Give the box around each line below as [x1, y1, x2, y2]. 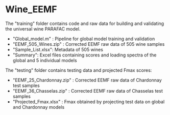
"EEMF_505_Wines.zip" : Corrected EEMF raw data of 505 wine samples [12, 41, 165, 47]
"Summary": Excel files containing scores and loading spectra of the [12, 52, 157, 58]
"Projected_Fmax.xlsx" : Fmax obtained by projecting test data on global [12, 98, 165, 105]
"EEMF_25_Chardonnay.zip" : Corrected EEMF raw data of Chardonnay [12, 77, 162, 83]
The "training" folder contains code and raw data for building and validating [5, 20, 164, 26]
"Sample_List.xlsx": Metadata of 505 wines [12, 46, 104, 52]
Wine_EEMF [5, 4, 57, 15]
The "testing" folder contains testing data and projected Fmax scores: [5, 67, 152, 73]
